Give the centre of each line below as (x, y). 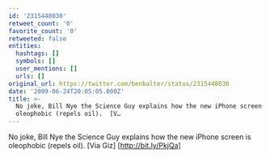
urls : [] (30, 76)
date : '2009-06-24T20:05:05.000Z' (67, 91)
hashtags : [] (38, 53)
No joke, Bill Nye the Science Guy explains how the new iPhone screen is (130, 137)
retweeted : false (38, 38)
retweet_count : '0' (41, 23)
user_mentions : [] (47, 69)
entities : (25, 46)
